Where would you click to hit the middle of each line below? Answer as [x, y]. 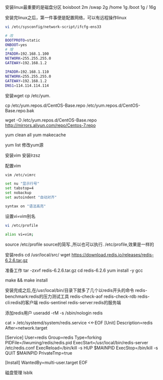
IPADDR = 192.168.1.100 [27, 54]
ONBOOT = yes [16, 45]
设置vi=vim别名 [20, 216]
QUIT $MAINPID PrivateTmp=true [39, 353]
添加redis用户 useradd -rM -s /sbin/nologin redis [54, 313]
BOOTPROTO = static [23, 40]
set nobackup [18, 193]
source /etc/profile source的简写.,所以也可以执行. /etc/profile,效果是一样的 [80, 244]
